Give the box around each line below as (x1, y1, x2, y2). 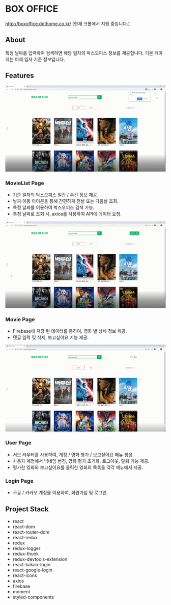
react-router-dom (12, 529, 50, 535)
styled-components (12, 594, 54, 600)
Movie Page (5, 315, 35, 323)
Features (5, 71, 34, 80)
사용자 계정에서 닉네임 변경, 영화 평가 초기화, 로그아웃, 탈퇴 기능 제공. (12, 458, 150, 464)
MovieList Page (5, 179, 44, 187)
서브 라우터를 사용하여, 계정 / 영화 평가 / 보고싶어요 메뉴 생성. (12, 452, 134, 458)
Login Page (5, 477, 34, 484)
